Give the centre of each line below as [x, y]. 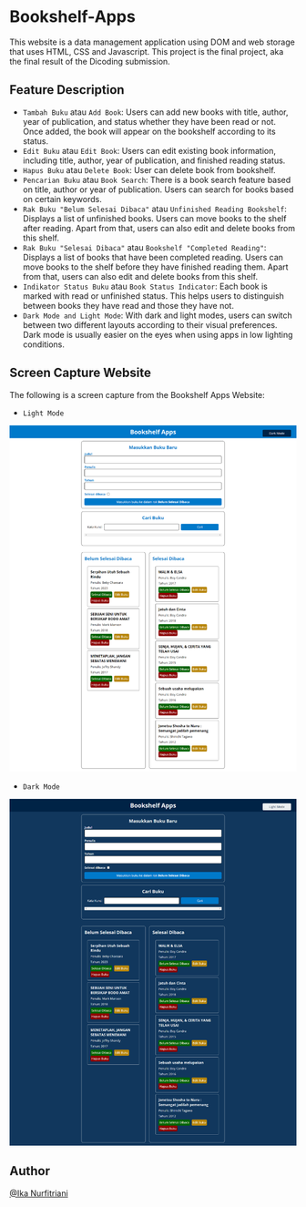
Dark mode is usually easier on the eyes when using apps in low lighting [158, 334]
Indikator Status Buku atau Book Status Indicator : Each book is [145, 286]
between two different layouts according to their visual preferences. [150, 324]
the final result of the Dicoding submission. [90, 61]
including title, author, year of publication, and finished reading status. [154, 160]
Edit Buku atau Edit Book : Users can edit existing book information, [149, 150]
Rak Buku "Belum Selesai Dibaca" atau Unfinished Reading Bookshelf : [154, 209]
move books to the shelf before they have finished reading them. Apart [155, 267]
